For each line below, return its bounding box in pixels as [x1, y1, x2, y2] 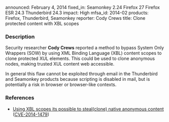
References [5, 94, 35, 101]
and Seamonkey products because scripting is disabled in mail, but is [5, 76, 150, 82]
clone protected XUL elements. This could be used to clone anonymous [5, 55, 155, 62]
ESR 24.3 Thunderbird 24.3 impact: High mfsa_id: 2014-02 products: [5, 10, 149, 16]
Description [5, 33, 35, 40]
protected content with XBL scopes [5, 20, 79, 26]
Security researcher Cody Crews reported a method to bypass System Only [5, 45, 164, 51]
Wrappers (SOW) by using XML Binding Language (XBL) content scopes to [5, 50, 162, 56]
